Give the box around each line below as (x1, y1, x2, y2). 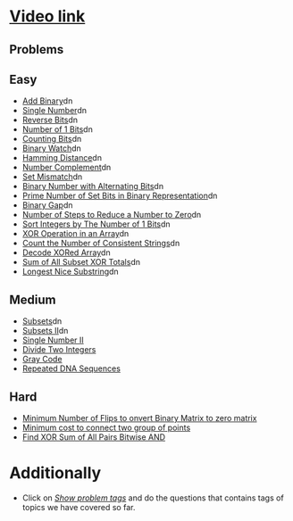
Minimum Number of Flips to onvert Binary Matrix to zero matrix (21, 413, 257, 424)
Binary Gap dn (21, 200, 73, 211)
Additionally (9, 463, 102, 484)
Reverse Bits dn (21, 114, 79, 126)
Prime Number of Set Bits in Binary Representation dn (21, 190, 218, 202)
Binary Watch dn (21, 143, 82, 153)
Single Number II (21, 335, 85, 345)
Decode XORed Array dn (21, 247, 111, 258)
